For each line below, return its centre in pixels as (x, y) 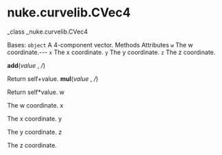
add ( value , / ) (26, 65)
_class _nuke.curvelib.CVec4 (47, 32)
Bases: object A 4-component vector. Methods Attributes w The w (100, 45)
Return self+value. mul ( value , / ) (53, 79)
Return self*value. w (36, 92)
